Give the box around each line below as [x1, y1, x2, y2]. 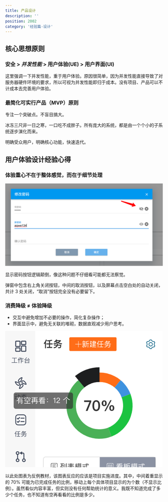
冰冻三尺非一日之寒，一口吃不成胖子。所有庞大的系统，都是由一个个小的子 [5, 122, 158, 128]
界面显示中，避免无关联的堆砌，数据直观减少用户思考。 [12, 321, 126, 327]
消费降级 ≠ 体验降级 [5, 302, 52, 309]
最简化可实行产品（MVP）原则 [5, 99, 79, 106]
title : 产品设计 [5, 8, 36, 13]
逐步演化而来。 [9, 128, 40, 135]
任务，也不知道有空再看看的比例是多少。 [13, 491, 97, 498]
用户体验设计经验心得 [5, 155, 71, 164]
